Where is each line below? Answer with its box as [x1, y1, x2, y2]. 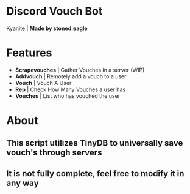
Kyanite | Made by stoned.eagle [6, 24, 88, 32]
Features [6, 46, 52, 60]
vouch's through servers [6, 147, 102, 158]
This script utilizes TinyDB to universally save [6, 138, 183, 148]
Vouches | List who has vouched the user [15, 92, 121, 99]
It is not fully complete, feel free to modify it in [6, 168, 185, 179]
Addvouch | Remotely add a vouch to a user [15, 72, 127, 80]
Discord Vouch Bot [6, 4, 103, 18]
